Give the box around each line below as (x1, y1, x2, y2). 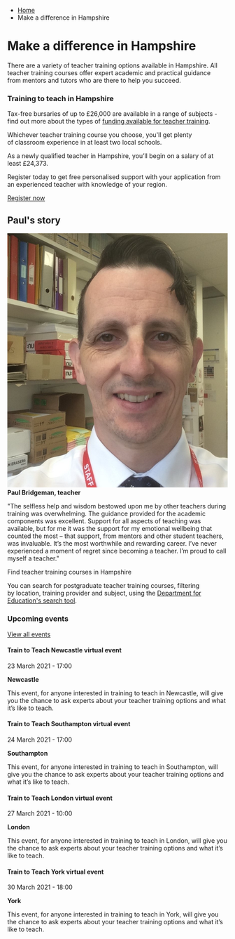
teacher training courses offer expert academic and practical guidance (7, 68, 211, 77)
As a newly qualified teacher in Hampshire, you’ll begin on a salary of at (7, 152, 214, 160)
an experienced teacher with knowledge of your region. (7, 180, 168, 189)
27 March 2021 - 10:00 (7, 809, 73, 817)
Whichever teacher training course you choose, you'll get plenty (7, 131, 192, 139)
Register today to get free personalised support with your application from (7, 173, 221, 181)
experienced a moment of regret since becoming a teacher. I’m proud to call (7, 547, 227, 556)
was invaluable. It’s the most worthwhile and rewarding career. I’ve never (7, 539, 217, 548)
